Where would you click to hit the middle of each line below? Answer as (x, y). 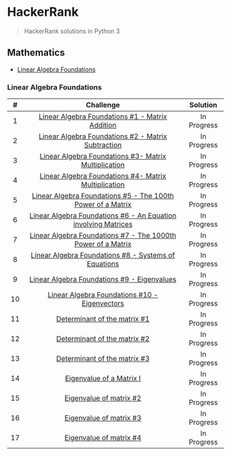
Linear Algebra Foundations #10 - (103, 295)
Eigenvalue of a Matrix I (103, 378)
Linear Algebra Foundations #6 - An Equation (103, 216)
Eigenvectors (103, 304)
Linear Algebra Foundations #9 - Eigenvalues (103, 280)
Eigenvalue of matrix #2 (103, 398)
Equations (103, 264)
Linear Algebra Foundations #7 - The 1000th (103, 236)
